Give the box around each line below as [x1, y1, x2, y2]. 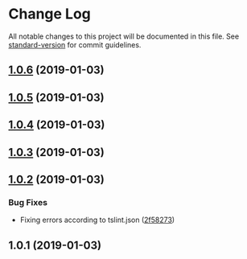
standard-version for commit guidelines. [8, 39, 142, 49]
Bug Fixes [8, 196, 48, 208]
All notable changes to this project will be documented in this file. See [8, 31, 240, 41]
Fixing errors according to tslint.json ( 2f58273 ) [19, 215, 175, 225]
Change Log [8, 5, 91, 23]
